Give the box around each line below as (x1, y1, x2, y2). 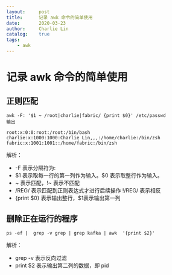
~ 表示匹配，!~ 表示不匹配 (14, 179, 80, 186)
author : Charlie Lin (6, 25, 69, 32)
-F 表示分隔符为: (14, 164, 56, 171)
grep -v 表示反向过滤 (14, 254, 68, 261)
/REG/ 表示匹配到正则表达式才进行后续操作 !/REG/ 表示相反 (14, 186, 161, 194)
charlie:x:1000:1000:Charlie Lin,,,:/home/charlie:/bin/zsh (6, 134, 161, 141)
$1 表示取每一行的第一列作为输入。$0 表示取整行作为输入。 (14, 171, 163, 179)
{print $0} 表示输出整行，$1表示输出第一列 (14, 194, 121, 201)
